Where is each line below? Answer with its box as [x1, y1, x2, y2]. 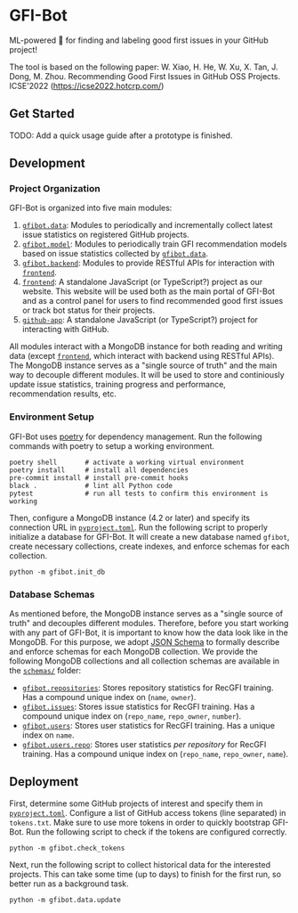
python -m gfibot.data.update [9, 895, 122, 904]
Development [9, 156, 86, 171]
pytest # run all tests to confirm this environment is [9, 489, 269, 498]
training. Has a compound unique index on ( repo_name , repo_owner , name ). [21, 749, 289, 760]
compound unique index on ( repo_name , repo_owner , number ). [21, 711, 242, 721]
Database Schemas [9, 588, 95, 600]
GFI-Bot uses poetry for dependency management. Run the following [9, 431, 262, 442]
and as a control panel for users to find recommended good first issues [21, 296, 284, 306]
